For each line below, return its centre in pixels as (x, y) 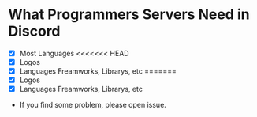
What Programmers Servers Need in (129, 15)
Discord (34, 31)
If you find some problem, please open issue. (93, 105)
